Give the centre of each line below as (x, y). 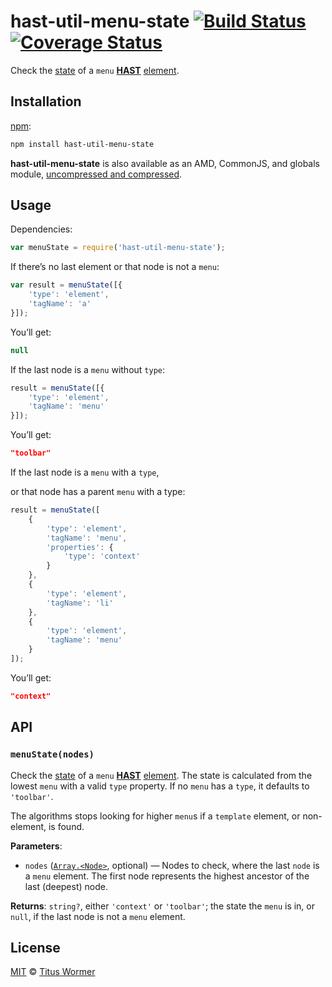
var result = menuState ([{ (66, 285)
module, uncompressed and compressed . (96, 174)
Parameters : (36, 846)
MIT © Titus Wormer (53, 972)
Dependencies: (41, 229)
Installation (46, 101)
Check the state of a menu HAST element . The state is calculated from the (161, 775)
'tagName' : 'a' (60, 304)
